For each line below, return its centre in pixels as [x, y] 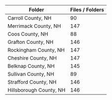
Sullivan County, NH [31, 74]
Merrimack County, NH [34, 26]
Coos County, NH [28, 34]
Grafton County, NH [31, 42]
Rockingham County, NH [36, 50]
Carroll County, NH [30, 18]
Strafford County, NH [32, 82]
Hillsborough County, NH [37, 90]
